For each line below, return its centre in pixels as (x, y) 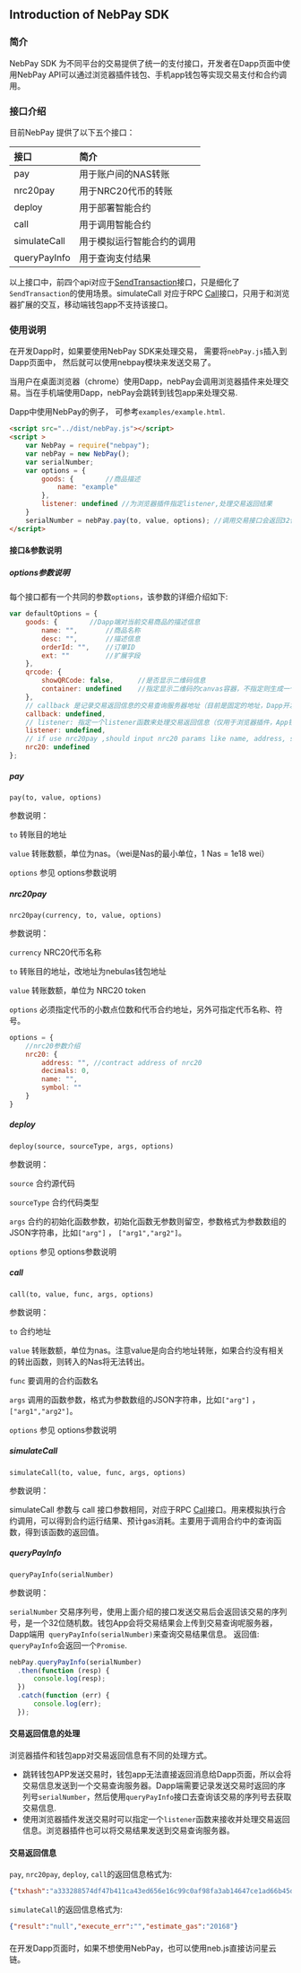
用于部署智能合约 (115, 207)
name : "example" (87, 487)
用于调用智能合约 (115, 224)
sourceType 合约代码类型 (54, 1202)
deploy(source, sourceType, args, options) (92, 1146)
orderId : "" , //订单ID (89, 647)
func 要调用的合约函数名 (54, 1380)
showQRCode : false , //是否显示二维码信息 (124, 681)
